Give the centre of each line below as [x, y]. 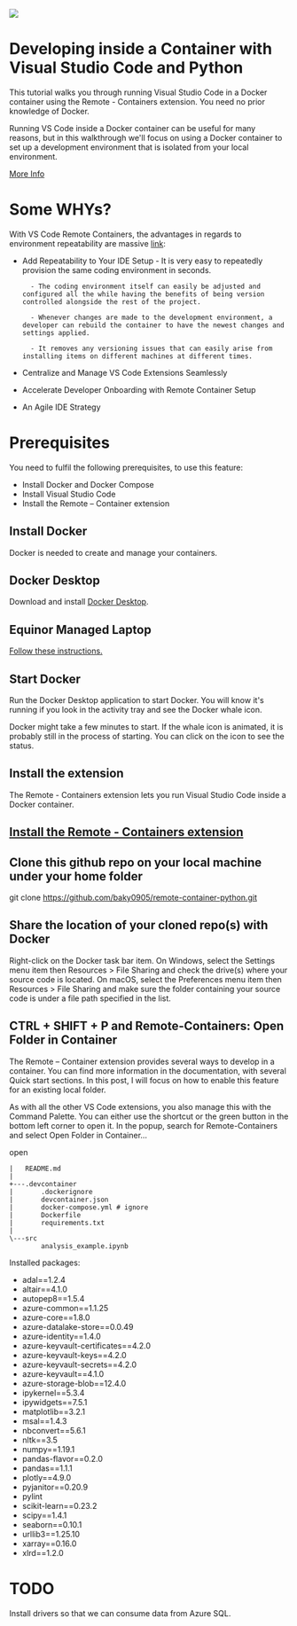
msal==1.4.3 [44, 1421]
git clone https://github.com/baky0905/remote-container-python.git [133, 898]
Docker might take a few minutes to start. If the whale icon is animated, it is [146, 727]
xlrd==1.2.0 [43, 1552]
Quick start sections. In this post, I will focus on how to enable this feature [144, 1080]
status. [22, 746]
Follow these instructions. [56, 651]
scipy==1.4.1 [44, 1515]
